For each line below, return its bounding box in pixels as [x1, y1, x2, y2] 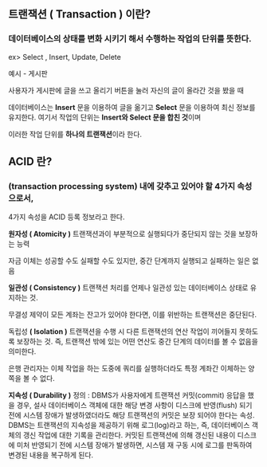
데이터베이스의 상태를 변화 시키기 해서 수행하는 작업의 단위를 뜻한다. [8, 33, 252, 45]
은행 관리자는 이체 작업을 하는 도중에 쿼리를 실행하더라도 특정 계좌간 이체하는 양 [8, 363, 255, 373]
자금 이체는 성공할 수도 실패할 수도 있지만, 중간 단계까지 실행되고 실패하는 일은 [8, 256, 251, 265]
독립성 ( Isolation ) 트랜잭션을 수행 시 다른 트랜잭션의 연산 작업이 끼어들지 [8, 327, 238, 336]
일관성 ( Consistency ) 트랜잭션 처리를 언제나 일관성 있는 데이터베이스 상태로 [8, 283, 249, 292]
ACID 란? [8, 155, 53, 169]
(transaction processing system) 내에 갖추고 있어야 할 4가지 [8, 181, 236, 191]
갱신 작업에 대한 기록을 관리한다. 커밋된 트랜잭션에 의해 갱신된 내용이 [22, 430, 236, 440]
